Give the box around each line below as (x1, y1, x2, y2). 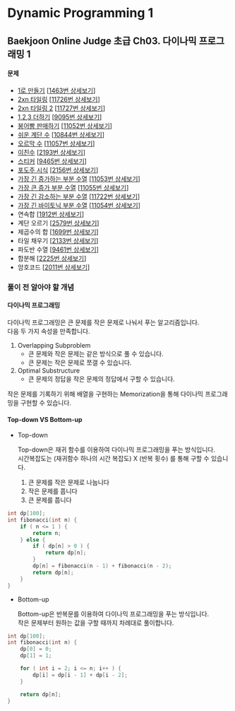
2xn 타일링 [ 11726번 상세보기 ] (17, 95, 100, 103)
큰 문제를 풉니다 (28, 496, 72, 505)
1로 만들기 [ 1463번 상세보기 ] (17, 86, 96, 95)
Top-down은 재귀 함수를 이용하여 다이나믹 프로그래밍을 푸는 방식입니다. (17, 445, 215, 454)
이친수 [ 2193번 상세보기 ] (17, 148, 86, 156)
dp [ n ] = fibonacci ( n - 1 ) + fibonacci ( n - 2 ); (32, 563, 172, 570)
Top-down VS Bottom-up (7, 415, 83, 423)
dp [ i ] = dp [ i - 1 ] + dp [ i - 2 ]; (32, 671, 128, 678)
